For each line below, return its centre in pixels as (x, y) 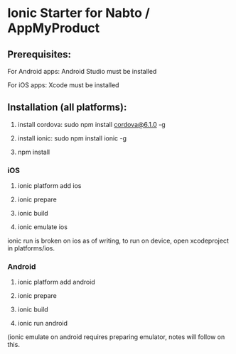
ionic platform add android (57, 282)
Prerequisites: (39, 54)
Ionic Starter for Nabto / (79, 13)
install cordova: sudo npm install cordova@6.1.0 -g (91, 124)
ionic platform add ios (49, 186)
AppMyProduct (54, 28)
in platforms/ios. (31, 248)
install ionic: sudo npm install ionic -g (72, 138)
